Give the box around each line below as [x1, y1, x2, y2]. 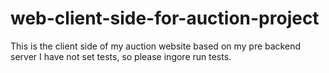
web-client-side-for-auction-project [10, 7, 320, 30]
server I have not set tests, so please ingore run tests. [10, 50, 232, 62]
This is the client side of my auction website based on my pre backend [10, 40, 301, 52]
